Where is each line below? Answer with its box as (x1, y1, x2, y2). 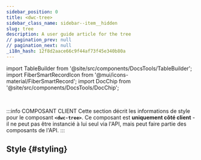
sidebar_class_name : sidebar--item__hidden (6, 20, 118, 26)
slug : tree (6, 25, 34, 32)
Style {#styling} (6, 144, 68, 155)
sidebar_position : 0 (6, 8, 59, 15)
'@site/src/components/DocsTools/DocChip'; (6, 84, 119, 91)
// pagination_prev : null (6, 37, 71, 43)
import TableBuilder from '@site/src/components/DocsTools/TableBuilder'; (6, 65, 193, 72)
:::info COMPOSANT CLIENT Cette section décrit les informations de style (6, 107, 191, 115)
